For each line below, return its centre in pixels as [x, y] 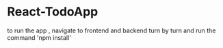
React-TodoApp [53, 12]
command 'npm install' [39, 37]
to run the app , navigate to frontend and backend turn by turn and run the [112, 30]
